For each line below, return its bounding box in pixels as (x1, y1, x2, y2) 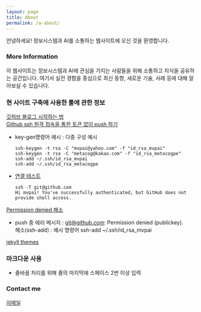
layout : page (6, 8, 39, 15)
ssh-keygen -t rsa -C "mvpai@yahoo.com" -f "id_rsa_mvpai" (14, 145, 166, 151)
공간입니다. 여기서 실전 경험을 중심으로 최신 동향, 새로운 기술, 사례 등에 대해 (12, 74, 188, 82)
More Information (6, 52, 58, 61)
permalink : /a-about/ (6, 20, 60, 26)
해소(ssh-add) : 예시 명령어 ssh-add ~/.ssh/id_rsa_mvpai (14, 226, 152, 233)
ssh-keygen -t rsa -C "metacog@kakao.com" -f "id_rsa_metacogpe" (14, 151, 181, 157)
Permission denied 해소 (6, 206, 63, 213)
